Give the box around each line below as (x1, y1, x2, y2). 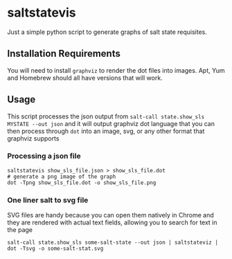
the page (7, 226, 33, 234)
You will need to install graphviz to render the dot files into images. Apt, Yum (7, 66, 225, 74)
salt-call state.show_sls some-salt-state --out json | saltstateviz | (7, 239, 218, 247)
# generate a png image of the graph (7, 173, 116, 180)
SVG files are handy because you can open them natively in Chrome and (7, 211, 215, 220)
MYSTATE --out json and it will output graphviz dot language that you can (7, 119, 215, 127)
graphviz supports (7, 134, 60, 143)
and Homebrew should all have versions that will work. (7, 73, 163, 82)
